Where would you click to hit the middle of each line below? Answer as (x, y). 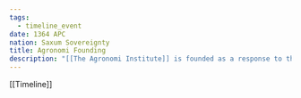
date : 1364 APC (38, 34)
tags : (19, 17)
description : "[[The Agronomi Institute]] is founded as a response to (146, 59)
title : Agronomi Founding (57, 51)
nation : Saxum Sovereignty (60, 42)
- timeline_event (50, 26)
